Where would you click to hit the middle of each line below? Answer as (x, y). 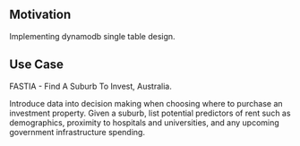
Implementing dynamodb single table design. (93, 36)
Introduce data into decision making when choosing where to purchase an (146, 103)
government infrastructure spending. (77, 132)
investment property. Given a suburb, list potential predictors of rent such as (150, 113)
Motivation (40, 15)
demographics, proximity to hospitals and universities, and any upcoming (144, 122)
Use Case (37, 65)
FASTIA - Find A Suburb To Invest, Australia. (90, 86)
